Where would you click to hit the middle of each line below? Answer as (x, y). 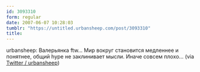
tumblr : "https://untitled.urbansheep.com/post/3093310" (79, 28)
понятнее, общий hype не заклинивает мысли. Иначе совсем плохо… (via (100, 57)
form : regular (24, 17)
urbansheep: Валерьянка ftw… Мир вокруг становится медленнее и (93, 50)
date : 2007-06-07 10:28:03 (40, 22)
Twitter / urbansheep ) (33, 63)
